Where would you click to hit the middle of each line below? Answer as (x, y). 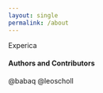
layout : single (33, 15)
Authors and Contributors (51, 63)
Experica (23, 45)
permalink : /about (38, 23)
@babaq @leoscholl (41, 80)
